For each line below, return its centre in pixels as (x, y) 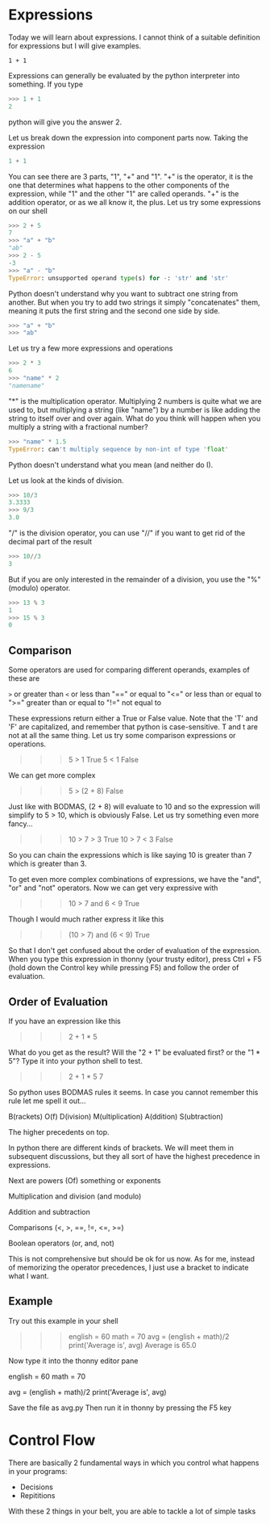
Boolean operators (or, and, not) (62, 1243)
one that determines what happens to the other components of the (119, 185)
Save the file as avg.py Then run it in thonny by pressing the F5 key (120, 1408)
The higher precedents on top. (59, 1131)
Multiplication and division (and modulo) (75, 1196)
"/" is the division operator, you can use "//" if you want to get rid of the (127, 533)
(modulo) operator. (39, 588)
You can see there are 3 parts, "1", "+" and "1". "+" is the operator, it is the (131, 176)
